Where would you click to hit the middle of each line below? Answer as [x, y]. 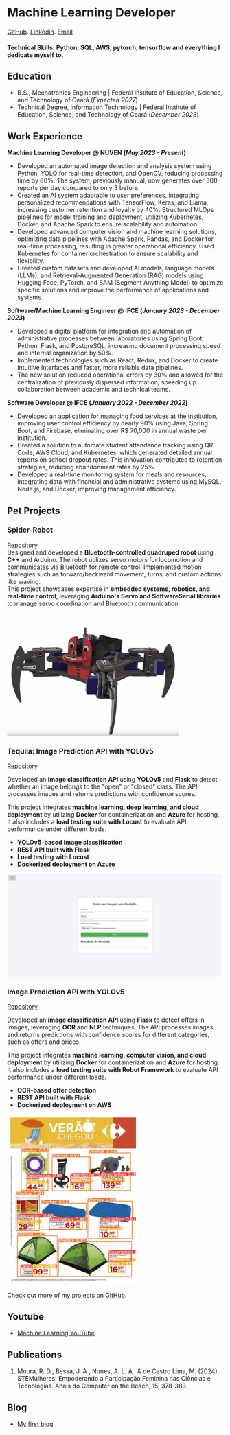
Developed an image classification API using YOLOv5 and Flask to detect [112, 780]
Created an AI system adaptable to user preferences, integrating [108, 195]
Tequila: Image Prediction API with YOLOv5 [81, 751]
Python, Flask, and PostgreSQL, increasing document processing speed [119, 346]
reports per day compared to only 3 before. [78, 188]
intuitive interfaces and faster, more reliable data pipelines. [100, 368]
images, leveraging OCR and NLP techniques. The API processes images [110, 1027]
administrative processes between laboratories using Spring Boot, [111, 338]
